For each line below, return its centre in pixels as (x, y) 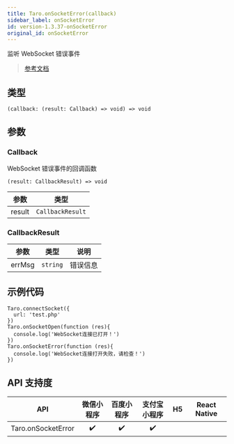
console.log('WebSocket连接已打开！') (67, 334)
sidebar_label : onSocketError (51, 20)
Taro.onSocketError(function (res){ (60, 346)
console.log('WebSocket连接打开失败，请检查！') (79, 354)
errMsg (23, 265)
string (52, 265)
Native (206, 413)
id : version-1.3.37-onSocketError (57, 26)
